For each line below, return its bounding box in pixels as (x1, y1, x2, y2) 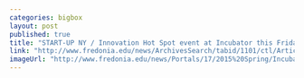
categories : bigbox (9, 13, 83, 22)
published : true (9, 30, 71, 39)
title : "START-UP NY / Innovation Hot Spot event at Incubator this (9, 38, 273, 48)
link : (9, 47, 30, 56)
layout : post (9, 22, 59, 30)
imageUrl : (9, 55, 47, 64)
